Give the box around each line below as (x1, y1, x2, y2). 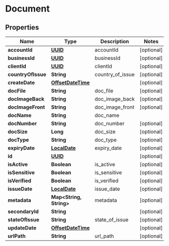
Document (5, 3, 50, 15)
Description (100, 38, 129, 45)
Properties (5, 23, 39, 32)
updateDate (8, 224, 37, 231)
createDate (8, 79, 35, 86)
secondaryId (8, 208, 39, 215)
